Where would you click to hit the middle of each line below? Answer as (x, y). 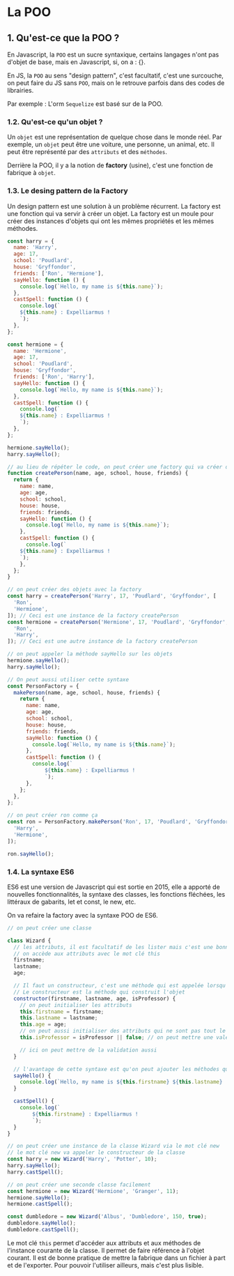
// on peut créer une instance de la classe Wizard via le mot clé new (113, 1146)
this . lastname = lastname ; (59, 1018)
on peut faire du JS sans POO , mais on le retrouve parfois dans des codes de (116, 83)
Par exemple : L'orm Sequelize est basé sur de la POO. (85, 104)
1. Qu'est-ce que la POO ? (63, 38)
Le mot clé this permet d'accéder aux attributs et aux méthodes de (104, 1243)
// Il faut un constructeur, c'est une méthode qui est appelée (109, 986)
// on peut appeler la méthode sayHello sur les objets (90, 654)
